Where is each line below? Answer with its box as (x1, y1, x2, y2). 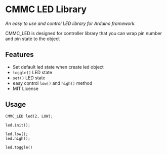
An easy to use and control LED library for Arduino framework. (5, 20, 136, 26)
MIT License (12, 85, 39, 91)
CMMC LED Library (5, 4, 87, 15)
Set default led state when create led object (12, 64, 104, 70)
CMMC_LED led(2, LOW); (5, 113, 53, 119)
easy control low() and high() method (12, 80, 93, 86)
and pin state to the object (5, 36, 60, 42)
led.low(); (5, 131, 28, 137)
